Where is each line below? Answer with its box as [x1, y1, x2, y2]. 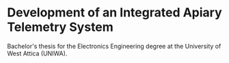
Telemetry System [7, 19, 114, 35]
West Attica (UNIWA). [7, 49, 68, 58]
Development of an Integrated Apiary [7, 5, 222, 21]
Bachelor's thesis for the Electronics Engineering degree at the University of [7, 42, 221, 50]
